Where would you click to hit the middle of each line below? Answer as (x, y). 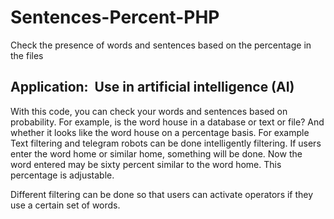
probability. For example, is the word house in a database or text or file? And (167, 122)
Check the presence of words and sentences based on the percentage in (161, 45)
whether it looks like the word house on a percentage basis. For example (160, 132)
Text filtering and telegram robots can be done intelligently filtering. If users (166, 143)
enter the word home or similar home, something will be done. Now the (156, 153)
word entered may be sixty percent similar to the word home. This (146, 164)
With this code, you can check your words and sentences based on (149, 111)
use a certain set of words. (65, 205)
